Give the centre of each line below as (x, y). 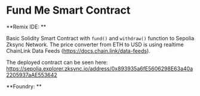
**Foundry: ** (24, 86)
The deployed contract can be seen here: (57, 62)
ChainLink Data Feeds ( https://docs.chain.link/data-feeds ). (78, 50)
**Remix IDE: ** (26, 27)
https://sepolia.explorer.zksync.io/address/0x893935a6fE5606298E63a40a (99, 68)
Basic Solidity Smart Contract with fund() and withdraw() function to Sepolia (100, 38)
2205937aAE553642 (32, 75)
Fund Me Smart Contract (68, 10)
